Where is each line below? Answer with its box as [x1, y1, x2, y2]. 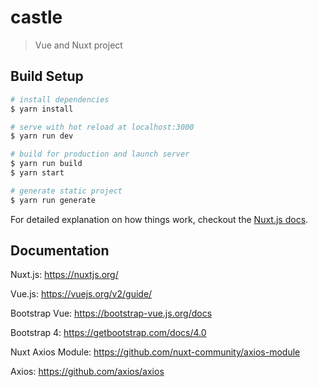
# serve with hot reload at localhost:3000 [10, 122, 195, 132]
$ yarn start [10, 168, 65, 178]
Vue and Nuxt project [34, 39, 123, 51]
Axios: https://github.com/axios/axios [10, 366, 165, 378]
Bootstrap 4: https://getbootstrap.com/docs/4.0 [10, 327, 207, 339]
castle [10, 6, 63, 29]
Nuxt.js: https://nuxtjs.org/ [10, 269, 119, 281]
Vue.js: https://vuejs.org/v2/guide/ [10, 288, 153, 300]
